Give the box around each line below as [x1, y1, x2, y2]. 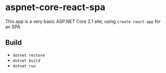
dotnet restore [12, 53, 45, 58]
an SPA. [5, 23, 22, 29]
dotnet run [12, 63, 36, 68]
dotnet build [12, 58, 41, 63]
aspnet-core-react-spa [5, 2, 105, 13]
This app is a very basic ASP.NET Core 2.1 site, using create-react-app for [5, 18, 161, 24]
